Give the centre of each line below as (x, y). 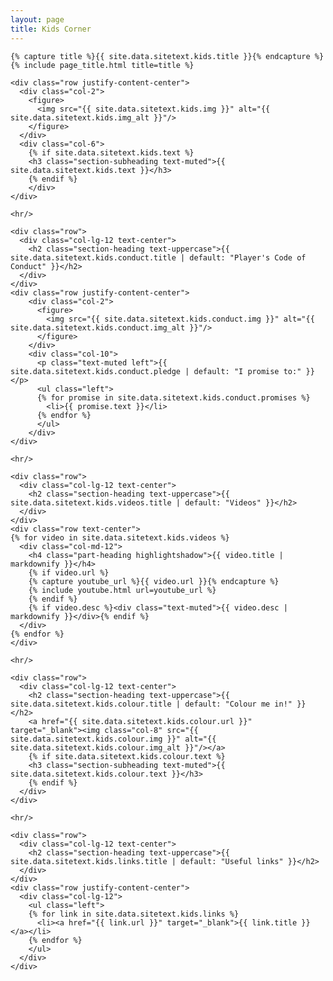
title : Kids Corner (51, 29)
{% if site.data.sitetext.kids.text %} (111, 152)
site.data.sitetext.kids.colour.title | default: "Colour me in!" (151, 704)
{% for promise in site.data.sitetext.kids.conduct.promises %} (173, 397)
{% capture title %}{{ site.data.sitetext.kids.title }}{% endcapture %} (167, 56)
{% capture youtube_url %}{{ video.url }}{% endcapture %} (154, 581)
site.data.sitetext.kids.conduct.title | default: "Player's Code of (158, 257)
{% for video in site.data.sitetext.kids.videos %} (120, 537)
